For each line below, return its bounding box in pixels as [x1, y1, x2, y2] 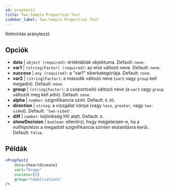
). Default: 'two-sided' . [24, 108, 73, 114]
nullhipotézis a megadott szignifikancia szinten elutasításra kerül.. [12, 124, 150, 130]
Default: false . [12, 129, 44, 135]
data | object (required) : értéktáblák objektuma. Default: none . [12, 59, 145, 65]
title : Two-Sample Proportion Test [5, 12, 81, 17]
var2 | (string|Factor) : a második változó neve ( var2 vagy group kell [12, 75, 157, 81]
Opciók [5, 45, 29, 54]
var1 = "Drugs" [14, 167, 42, 172]
